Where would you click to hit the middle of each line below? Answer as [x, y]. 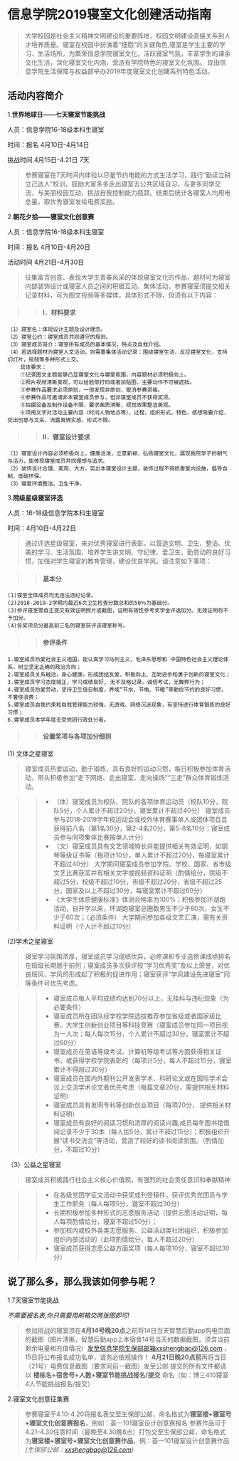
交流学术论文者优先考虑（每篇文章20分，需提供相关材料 [148, 1087]
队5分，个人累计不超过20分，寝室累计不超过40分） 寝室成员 [142, 810]
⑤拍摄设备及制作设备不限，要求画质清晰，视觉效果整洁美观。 [97, 405]
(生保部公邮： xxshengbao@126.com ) [79, 1450]
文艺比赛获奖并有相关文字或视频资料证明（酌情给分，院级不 [140, 872]
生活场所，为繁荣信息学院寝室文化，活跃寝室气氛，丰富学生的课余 [134, 53]
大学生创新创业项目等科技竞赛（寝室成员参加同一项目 [144, 1025]
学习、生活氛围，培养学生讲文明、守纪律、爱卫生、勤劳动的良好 [131, 552]
